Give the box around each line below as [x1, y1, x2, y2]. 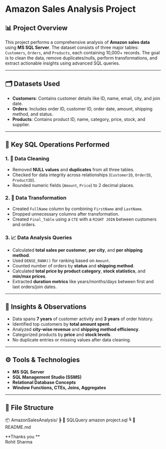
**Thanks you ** [5, 433, 41, 440]
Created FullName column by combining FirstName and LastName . [12, 206, 143, 212]
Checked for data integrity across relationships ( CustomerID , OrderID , [12, 172, 152, 178]
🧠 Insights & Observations [5, 302, 87, 311]
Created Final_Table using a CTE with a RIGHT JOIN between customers [12, 216, 157, 222]
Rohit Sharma [5, 439, 33, 445]
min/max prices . [12, 273, 47, 279]
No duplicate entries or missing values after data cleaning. [12, 337, 131, 342]
